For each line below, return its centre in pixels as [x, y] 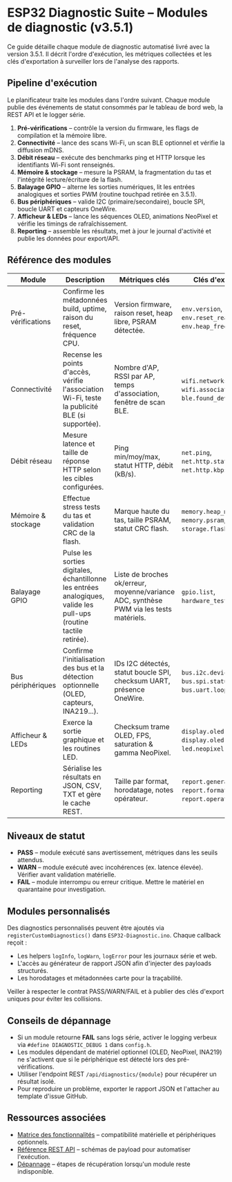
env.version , [202, 308]
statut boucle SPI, [142, 672]
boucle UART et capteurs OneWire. [67, 208]
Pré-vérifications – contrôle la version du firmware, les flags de [108, 128]
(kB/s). [125, 474]
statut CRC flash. [141, 528]
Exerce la [78, 722]
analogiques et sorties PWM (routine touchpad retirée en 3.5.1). [107, 194]
